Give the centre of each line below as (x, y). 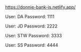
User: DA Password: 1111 (30, 16)
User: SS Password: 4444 (32, 45)
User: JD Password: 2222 (32, 26)
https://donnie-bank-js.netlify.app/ (40, 7)
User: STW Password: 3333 (34, 36)
